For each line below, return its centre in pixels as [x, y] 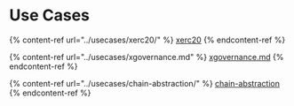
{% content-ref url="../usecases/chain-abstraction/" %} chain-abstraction [144, 83]
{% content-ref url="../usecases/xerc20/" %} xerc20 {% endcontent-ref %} [147, 40]
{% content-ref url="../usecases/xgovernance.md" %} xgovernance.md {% [147, 57]
